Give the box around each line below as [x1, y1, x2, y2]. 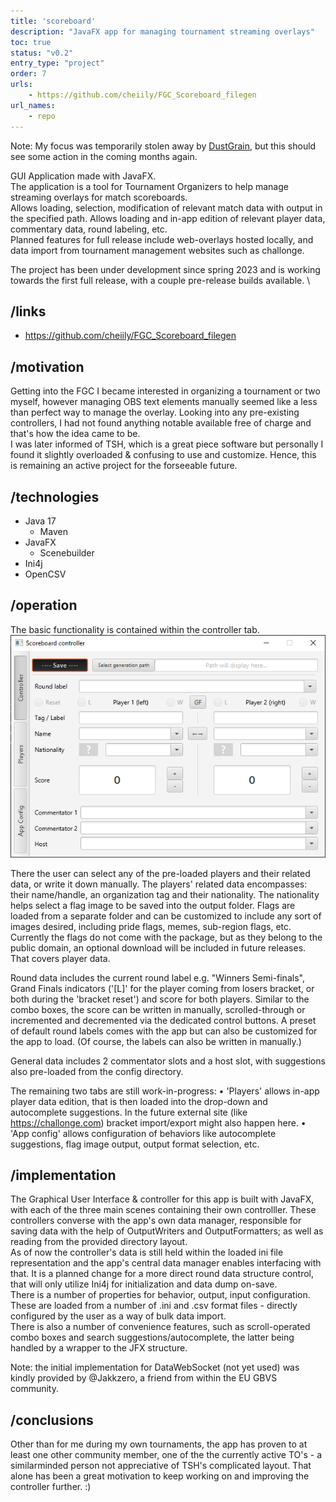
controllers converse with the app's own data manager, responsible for [10, 1215, 302, 1227]
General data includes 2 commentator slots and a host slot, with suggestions [10, 1055, 326, 1067]
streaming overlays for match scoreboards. [10, 191, 188, 203]
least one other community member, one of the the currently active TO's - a [10, 1449, 323, 1461]
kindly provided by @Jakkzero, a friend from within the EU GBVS [10, 1372, 278, 1384]
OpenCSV [24, 568, 67, 580]
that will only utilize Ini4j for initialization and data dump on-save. [10, 1278, 278, 1290]
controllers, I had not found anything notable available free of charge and [10, 417, 312, 429]
